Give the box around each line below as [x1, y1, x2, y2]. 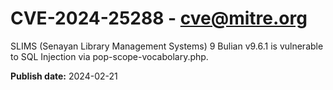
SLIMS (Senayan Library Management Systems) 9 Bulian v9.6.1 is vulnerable [10, 40, 324, 52]
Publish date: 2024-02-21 [10, 70, 118, 82]
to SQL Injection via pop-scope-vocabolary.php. [10, 50, 209, 62]
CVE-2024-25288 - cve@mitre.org [10, 7, 308, 30]
